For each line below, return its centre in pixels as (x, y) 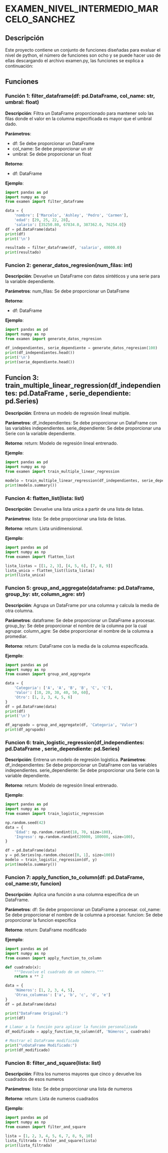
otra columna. (19, 611)
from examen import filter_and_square (45, 1127)
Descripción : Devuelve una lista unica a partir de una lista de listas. (74, 509)
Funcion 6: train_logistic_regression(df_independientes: (75, 742)
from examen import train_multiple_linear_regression (62, 472)
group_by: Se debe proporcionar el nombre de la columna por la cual (76, 626)
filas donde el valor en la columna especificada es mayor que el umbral (78, 118)
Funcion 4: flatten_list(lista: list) (44, 498)
